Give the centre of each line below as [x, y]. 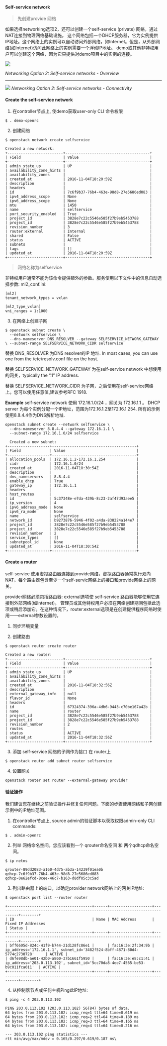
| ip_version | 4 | [72, 503]
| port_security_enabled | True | [79, 214]
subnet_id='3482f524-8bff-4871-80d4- [100, 950]
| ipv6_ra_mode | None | [72, 512]
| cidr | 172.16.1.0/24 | [72, 464]
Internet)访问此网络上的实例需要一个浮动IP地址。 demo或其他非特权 [85, 48]
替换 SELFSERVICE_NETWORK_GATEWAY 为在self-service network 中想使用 [83, 369]
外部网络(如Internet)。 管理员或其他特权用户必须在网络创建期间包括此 [85, 603]
